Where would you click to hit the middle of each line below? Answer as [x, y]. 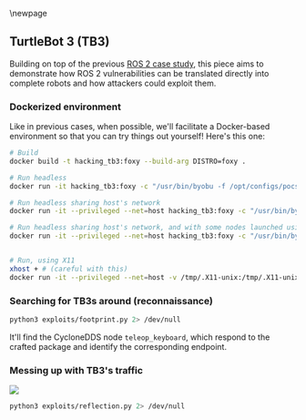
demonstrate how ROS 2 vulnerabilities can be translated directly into [139, 73]
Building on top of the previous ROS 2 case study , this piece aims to [137, 64]
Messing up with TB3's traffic [76, 370]
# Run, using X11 [42, 261]
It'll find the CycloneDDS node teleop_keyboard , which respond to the [140, 337]
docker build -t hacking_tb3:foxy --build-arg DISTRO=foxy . [128, 161]
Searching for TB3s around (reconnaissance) [112, 301]
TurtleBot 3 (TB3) [60, 41]
